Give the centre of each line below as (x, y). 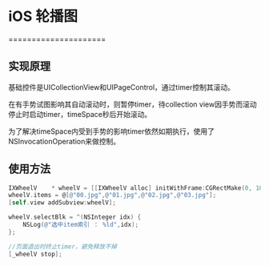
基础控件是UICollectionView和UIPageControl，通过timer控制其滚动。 (121, 87)
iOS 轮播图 (43, 16)
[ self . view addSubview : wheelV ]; (62, 203)
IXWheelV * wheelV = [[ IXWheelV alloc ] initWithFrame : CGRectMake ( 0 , (130, 188)
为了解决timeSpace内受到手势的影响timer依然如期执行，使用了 (111, 131)
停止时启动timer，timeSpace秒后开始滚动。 (80, 114)
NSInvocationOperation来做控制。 (64, 141)
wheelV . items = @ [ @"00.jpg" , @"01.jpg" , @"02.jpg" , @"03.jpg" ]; (112, 195)
